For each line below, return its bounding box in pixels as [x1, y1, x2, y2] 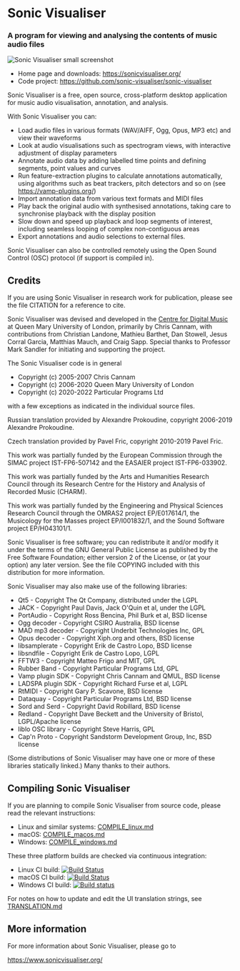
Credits [7, 274, 41, 286]
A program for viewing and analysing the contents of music [7, 31, 218, 41]
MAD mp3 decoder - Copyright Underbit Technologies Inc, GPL [17, 626, 205, 635]
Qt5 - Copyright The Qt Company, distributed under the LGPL [17, 596, 199, 605]
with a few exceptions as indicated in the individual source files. [7, 402, 195, 411]
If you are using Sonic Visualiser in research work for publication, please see [7, 293, 233, 302]
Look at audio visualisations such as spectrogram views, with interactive [17, 141, 231, 150]
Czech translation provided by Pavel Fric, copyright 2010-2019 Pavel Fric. [7, 437, 224, 446]
